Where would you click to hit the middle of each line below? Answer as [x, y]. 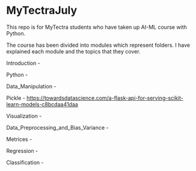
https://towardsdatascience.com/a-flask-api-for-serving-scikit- [105, 98]
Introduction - [23, 63]
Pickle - [16, 98]
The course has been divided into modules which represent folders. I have [98, 45]
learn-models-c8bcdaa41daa [42, 104]
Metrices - [19, 139]
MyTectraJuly [42, 10]
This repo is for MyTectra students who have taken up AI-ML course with [97, 27]
